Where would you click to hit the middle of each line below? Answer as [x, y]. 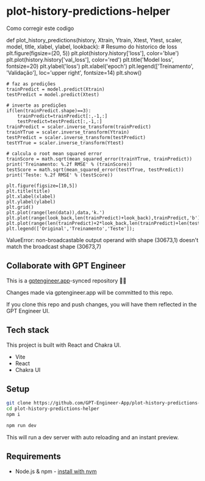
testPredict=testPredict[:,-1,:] [60, 121]
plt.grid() [20, 207]
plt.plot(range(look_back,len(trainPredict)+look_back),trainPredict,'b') [103, 218]
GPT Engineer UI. [28, 311]
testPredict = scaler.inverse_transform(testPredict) [76, 137]
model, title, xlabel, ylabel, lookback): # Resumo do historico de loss [92, 47]
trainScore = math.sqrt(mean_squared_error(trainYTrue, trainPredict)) [99, 159]
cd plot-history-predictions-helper [53, 409]
